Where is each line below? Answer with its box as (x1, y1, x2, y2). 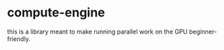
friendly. (7, 34, 31, 42)
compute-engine (7, 5, 105, 21)
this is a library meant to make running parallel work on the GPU (7, 27, 188, 36)
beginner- (188, 27, 218, 36)
